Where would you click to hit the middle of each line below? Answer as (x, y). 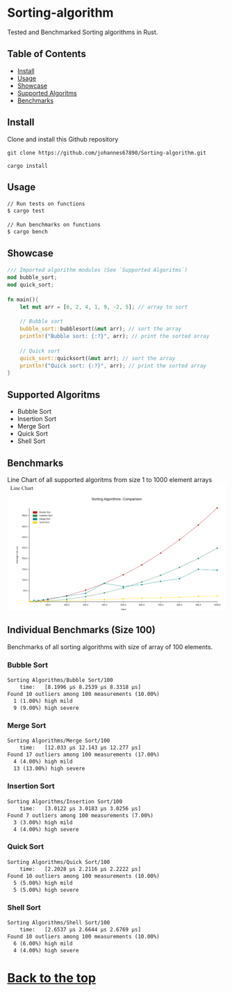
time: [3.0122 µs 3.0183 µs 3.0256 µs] (80, 808)
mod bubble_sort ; (32, 278)
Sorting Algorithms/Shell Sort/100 (59, 923)
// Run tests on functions (46, 204)
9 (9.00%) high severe (46, 708)
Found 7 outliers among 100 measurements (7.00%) (81, 815)
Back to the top (51, 978)
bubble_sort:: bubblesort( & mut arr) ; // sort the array (101, 329)
